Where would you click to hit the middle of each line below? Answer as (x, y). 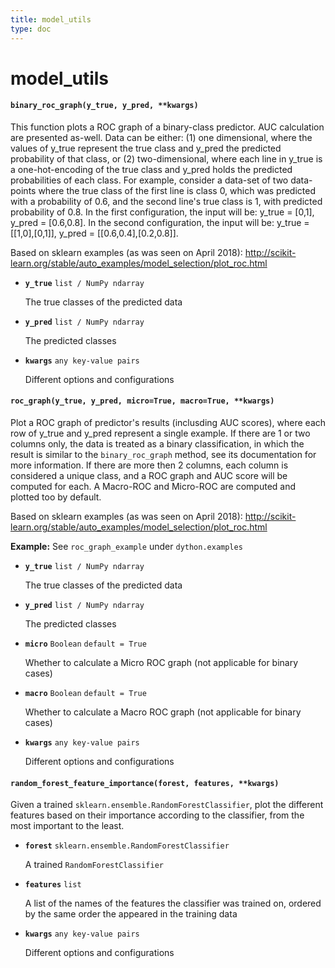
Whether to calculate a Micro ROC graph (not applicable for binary (161, 663)
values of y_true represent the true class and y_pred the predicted (146, 148)
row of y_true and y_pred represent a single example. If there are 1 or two (160, 433)
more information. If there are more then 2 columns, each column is (149, 465)
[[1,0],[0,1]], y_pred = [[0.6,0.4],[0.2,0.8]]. (94, 233)
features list (53, 885)
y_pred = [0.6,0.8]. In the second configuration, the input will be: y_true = (160, 222)
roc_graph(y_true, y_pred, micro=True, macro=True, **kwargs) (142, 401)
